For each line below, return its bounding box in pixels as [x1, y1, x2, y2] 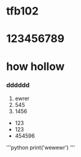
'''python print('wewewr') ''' [6, 144, 75, 151]
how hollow [6, 59, 65, 73]
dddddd [6, 81, 30, 89]
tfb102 [6, 4, 39, 18]
